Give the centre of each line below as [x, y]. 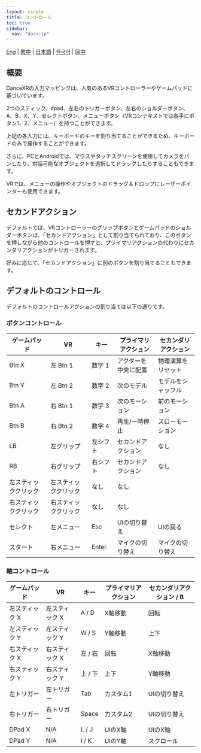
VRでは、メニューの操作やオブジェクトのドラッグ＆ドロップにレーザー [94, 184]
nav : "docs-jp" [31, 34]
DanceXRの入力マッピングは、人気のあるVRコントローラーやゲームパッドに [100, 88]
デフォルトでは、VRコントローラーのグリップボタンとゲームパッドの [91, 227]
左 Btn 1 [62, 365]
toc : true [19, 23]
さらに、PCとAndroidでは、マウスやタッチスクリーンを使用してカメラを [95, 156]
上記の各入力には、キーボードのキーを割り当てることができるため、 [90, 136]
